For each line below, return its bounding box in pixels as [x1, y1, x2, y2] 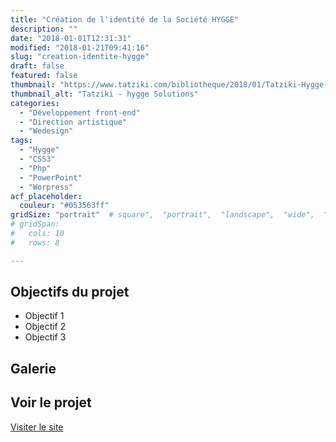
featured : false [10, 71, 78, 81]
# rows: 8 [10, 237, 60, 248]
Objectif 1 [24, 310, 65, 322]
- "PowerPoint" [19, 172, 83, 183]
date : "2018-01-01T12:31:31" [10, 33, 132, 43]
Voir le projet [10, 394, 92, 411]
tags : [10, 136, 33, 146]
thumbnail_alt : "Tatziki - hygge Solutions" [10, 89, 199, 99]
